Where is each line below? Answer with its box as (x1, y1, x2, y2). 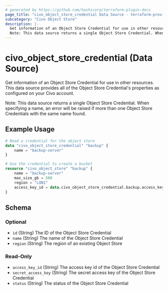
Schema (5, 203, 31, 212)
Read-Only (5, 253, 32, 260)
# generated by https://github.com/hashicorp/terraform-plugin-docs (5, 7, 151, 13)
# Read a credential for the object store (5, 138, 95, 143)
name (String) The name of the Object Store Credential (12, 235, 123, 241)
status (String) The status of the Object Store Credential (12, 280, 128, 286)
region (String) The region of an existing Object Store (12, 240, 122, 246)
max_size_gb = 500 (14, 175, 52, 181)
